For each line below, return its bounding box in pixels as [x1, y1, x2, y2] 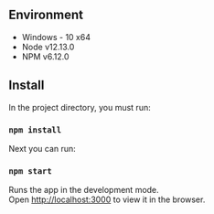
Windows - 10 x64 [21, 31, 91, 42]
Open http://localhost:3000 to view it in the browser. [8, 194, 206, 205]
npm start [8, 166, 52, 177]
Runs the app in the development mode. [8, 185, 159, 196]
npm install [8, 124, 62, 135]
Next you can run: [8, 143, 77, 154]
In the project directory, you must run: [8, 102, 152, 112]
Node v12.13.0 [21, 41, 75, 52]
